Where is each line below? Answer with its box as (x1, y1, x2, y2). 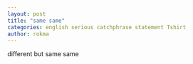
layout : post (7, 10, 46, 18)
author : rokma (7, 30, 50, 38)
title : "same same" (7, 17, 66, 24)
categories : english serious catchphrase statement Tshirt (7, 23, 187, 31)
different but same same (7, 50, 80, 58)
